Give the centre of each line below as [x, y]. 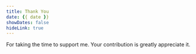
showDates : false [28, 22]
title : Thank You [28, 11]
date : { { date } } [28, 17]
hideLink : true [25, 28]
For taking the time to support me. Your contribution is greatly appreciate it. [98, 45]
